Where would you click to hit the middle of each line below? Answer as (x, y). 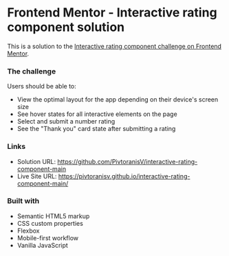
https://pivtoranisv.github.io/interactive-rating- (124, 176)
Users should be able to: (42, 86)
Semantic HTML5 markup (53, 216)
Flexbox (28, 231)
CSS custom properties (50, 223)
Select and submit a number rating (66, 121)
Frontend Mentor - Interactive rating (112, 13)
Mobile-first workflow (48, 237)
